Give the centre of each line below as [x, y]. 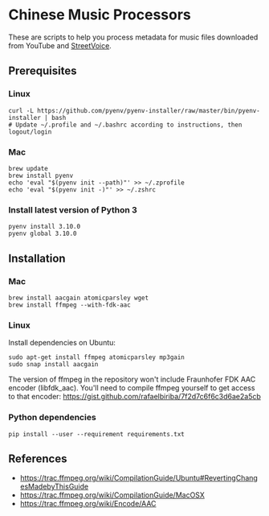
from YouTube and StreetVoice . [60, 45]
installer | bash [37, 118]
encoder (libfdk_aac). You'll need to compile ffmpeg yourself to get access [132, 388]
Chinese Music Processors [100, 15]
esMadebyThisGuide [54, 487]
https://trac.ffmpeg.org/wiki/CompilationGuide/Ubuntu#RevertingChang [139, 478]
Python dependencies [52, 418]
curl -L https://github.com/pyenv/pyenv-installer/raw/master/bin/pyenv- [134, 110]
